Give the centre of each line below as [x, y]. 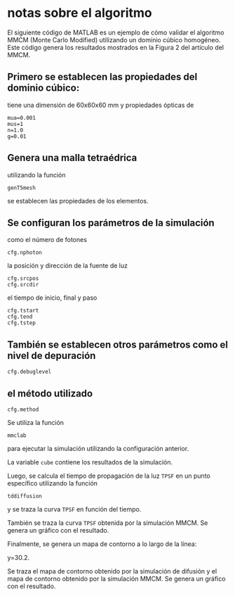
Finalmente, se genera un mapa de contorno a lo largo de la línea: [102, 544]
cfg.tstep [22, 323]
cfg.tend [20, 317]
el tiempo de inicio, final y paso [52, 298]
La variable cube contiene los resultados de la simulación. [90, 462]
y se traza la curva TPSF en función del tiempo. [74, 509]
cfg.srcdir [23, 285]
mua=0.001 [22, 118]
